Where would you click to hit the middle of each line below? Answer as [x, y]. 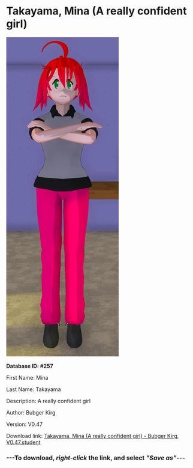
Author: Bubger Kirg [31, 412]
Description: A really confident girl [49, 401]
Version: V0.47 [25, 424]
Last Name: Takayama [34, 389]
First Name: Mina [27, 377]
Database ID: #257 [30, 366]
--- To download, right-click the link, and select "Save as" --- [96, 458]
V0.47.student [23, 442]
